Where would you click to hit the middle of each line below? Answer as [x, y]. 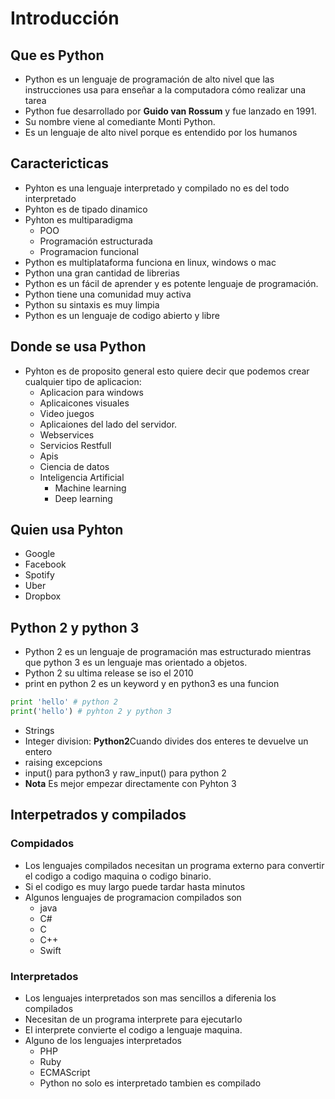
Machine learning [90, 488]
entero [38, 751]
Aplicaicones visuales [84, 403]
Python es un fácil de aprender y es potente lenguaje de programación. [171, 283]
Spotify [39, 575]
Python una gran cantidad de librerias [102, 273]
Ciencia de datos [74, 466]
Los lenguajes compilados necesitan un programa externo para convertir [174, 865]
